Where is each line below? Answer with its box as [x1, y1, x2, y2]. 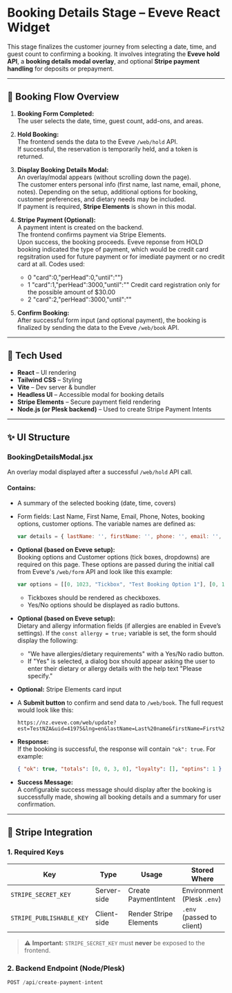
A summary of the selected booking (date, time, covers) [17, 499, 176, 508]
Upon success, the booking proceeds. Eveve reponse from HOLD [17, 237, 204, 246]
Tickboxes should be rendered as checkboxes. [27, 593, 161, 602]
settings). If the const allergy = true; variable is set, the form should [17, 629, 217, 638]
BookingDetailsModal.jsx [7, 452, 93, 461]
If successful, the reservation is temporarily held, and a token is [17, 145, 198, 153]
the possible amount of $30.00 [27, 288, 116, 296]
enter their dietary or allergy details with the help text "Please [27, 665, 202, 673]
